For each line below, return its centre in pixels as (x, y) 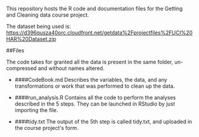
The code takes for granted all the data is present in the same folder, (90, 62)
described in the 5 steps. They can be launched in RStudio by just (95, 104)
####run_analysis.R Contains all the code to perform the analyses (95, 98)
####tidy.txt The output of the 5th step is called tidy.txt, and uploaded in (103, 122)
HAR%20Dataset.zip (31, 39)
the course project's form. (46, 128)
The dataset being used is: (38, 26)
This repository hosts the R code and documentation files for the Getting (94, 9)
